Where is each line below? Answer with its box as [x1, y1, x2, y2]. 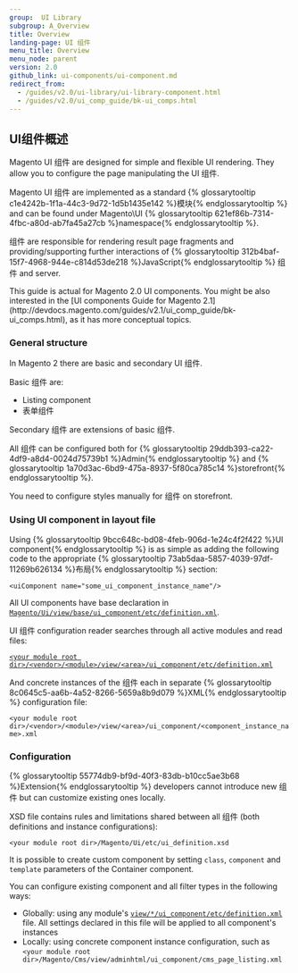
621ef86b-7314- [214, 208, 275, 219]
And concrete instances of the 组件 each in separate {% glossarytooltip [9, 676, 272, 688]
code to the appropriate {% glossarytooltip [9, 553, 167, 564]
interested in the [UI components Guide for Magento [9, 296, 202, 306]
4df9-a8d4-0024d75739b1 [9, 453, 109, 465]
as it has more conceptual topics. [70, 315, 192, 325]
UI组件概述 [9, 131, 69, 147]
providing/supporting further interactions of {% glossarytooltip [9, 247, 239, 257]
